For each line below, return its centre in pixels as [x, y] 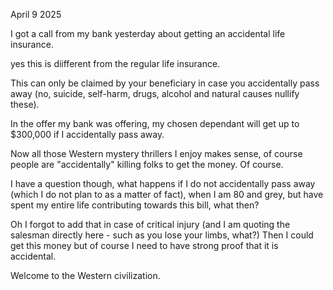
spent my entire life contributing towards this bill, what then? [135, 205]
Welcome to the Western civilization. [85, 275]
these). [25, 104]
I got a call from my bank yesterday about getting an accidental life [148, 33]
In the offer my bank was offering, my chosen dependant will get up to [155, 123]
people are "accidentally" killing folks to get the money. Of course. [147, 164]
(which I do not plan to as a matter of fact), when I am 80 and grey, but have [167, 194]
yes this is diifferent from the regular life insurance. [115, 63]
